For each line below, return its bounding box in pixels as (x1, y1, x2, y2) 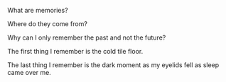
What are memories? (7, 6, 69, 14)
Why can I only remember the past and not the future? (7, 33, 166, 42)
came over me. (7, 69, 51, 76)
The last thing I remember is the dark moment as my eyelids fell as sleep (7, 61, 220, 69)
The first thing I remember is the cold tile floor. (7, 47, 144, 55)
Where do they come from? (7, 20, 87, 28)
